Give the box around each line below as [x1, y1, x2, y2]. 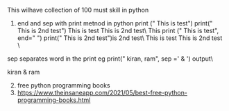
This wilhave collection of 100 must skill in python [7, 6, 149, 14]
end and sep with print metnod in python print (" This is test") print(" [17, 19, 213, 27]
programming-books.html [17, 96, 91, 104]
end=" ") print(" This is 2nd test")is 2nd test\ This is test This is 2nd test [17, 34, 223, 42]
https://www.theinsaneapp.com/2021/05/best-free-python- [17, 89, 187, 97]
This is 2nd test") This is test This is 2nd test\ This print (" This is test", [17, 27, 219, 34]
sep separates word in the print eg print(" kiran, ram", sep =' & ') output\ [7, 54, 214, 63]
